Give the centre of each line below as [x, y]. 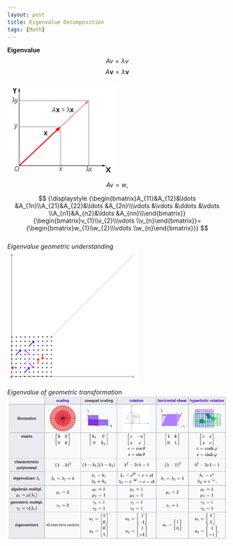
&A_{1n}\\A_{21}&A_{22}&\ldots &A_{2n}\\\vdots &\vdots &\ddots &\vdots [117, 206]
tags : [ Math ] [26, 29]
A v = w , [117, 185]
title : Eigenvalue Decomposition [56, 22]
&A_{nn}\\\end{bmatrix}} [151, 214]
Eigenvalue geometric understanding [60, 246]
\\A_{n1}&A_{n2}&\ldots [82, 214]
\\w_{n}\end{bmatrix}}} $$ [171, 228]
